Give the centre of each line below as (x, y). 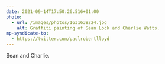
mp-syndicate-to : (27, 33)
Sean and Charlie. (28, 55)
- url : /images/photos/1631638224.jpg (59, 22)
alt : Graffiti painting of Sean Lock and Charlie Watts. (88, 28)
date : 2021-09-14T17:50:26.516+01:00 (53, 11)
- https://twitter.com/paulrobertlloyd (61, 39)
